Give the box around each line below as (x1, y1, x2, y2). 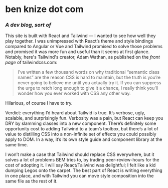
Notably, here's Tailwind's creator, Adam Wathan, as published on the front (5, 54, 160, 60)
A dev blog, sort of (5, 22, 52, 29)
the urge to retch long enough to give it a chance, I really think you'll (17, 85, 158, 91)
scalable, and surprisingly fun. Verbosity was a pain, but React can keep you (5, 115, 163, 121)
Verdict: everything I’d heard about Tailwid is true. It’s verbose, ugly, (5, 110, 145, 116)
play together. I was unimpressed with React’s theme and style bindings (5, 38, 153, 44)
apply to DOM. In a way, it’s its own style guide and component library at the (5, 136, 162, 142)
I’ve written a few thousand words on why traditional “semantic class (17, 69, 159, 75)
